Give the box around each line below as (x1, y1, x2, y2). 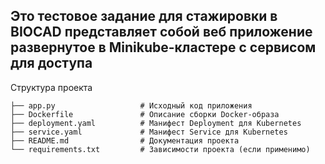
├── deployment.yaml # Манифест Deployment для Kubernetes (10, 118, 302, 128)
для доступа (10, 55, 93, 72)
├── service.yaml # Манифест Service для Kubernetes (10, 127, 288, 137)
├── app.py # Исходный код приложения (10, 100, 253, 111)
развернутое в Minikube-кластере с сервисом (10, 39, 317, 56)
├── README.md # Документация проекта (10, 135, 240, 146)
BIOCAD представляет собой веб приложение (10, 24, 313, 41)
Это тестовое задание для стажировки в (10, 8, 278, 25)
